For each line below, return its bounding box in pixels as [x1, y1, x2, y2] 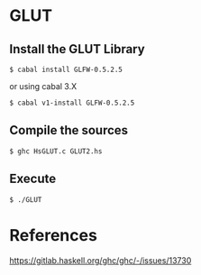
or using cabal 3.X [9, 81, 78, 91]
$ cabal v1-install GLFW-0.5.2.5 [9, 98, 135, 107]
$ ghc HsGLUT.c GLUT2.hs [9, 146, 103, 156]
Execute [9, 171, 57, 187]
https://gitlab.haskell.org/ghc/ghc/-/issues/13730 [9, 254, 192, 266]
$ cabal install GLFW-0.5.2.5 [9, 65, 123, 74]
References [9, 225, 97, 245]
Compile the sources [9, 123, 129, 138]
